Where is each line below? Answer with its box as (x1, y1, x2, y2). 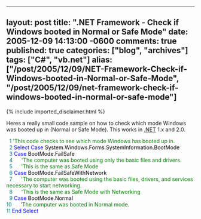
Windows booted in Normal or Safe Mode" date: (6, 27, 188, 37)
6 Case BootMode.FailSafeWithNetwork (8, 169, 107, 176)
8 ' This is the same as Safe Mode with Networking (8, 188, 141, 195)
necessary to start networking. (6, 181, 82, 189)
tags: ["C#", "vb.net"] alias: (6, 55, 112, 65)
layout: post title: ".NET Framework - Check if (6, 17, 179, 27)
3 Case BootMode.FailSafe (8, 150, 75, 157)
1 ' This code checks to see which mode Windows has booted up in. (8, 137, 175, 144)
